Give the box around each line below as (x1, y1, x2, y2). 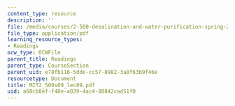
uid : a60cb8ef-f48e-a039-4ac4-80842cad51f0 (7, 88, 136, 95)
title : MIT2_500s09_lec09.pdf (7, 82, 96, 89)
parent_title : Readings (7, 56, 77, 63)
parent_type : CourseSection (7, 62, 90, 69)
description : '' (7, 17, 55, 24)
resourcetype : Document (7, 75, 77, 82)
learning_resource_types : (7, 36, 83, 43)
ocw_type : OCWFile (7, 50, 61, 56)
